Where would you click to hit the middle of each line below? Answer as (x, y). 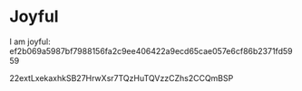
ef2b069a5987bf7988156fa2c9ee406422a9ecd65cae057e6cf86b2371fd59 (151, 50)
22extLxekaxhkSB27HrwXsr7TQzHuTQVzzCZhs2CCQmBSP (122, 77)
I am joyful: (30, 41)
